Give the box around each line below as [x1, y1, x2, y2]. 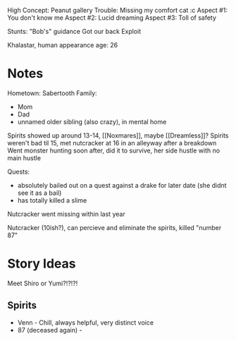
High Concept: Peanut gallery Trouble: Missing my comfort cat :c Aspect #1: [7, 6, 228, 14]
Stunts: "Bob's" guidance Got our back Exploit [7, 28, 142, 35]
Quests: [7, 167, 30, 176]
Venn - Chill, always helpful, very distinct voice [17, 318, 154, 327]
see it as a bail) [17, 189, 62, 197]
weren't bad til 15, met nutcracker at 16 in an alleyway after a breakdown [7, 138, 217, 147]
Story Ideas [7, 256, 76, 272]
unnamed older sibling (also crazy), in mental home [17, 117, 167, 126]
